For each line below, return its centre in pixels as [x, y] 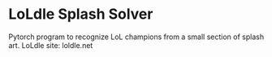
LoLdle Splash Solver [81, 14]
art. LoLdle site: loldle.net [51, 45]
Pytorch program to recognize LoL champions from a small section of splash [136, 37]
